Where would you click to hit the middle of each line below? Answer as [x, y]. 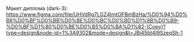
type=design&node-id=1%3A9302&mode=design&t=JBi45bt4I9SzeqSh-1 [94, 33]
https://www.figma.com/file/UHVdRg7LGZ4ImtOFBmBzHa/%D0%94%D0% [97, 14]
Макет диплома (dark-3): [37, 8]
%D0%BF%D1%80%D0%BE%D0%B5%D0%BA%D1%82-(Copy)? [86, 26]
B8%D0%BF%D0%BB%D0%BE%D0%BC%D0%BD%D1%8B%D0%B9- [93, 20]
